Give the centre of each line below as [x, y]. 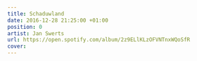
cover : [17, 46]
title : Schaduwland [36, 14]
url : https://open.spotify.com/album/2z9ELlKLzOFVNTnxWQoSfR [99, 40]
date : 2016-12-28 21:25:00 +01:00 [58, 20]
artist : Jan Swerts [36, 33]
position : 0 [25, 27]
